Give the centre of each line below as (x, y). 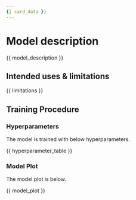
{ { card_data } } (26, 12)
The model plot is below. (36, 179)
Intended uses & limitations (58, 76)
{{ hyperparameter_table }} (39, 151)
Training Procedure (43, 109)
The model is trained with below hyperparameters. (68, 139)
